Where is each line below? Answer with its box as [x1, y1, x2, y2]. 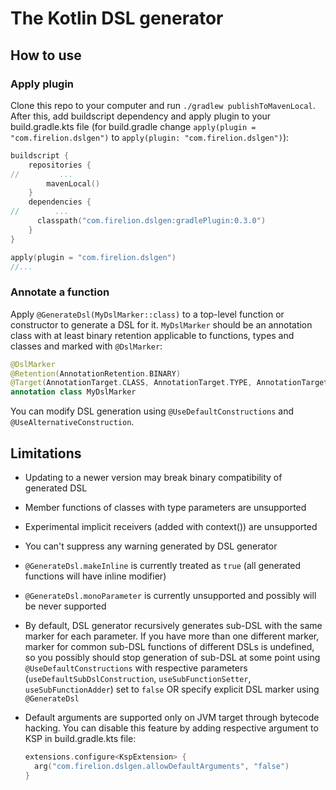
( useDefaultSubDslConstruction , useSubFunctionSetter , [24, 672, 252, 684]
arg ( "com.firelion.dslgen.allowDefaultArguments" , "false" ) [34, 761, 290, 771]
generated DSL [24, 482, 88, 494]
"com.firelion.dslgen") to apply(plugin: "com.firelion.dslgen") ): [10, 131, 290, 143]
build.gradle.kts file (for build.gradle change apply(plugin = [10, 120, 257, 132]
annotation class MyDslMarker [10, 387, 137, 397]
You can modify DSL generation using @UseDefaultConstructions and [10, 405, 295, 417]
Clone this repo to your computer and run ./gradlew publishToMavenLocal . [10, 99, 316, 111]
